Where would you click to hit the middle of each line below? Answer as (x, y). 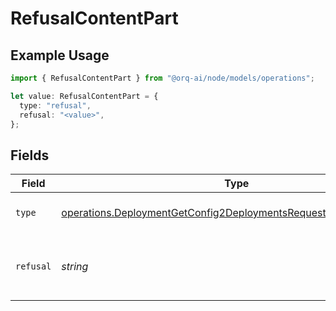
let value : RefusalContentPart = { (84, 96)
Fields (30, 155)
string (75, 267)
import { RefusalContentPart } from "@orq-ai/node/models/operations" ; (162, 78)
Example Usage (60, 55)
